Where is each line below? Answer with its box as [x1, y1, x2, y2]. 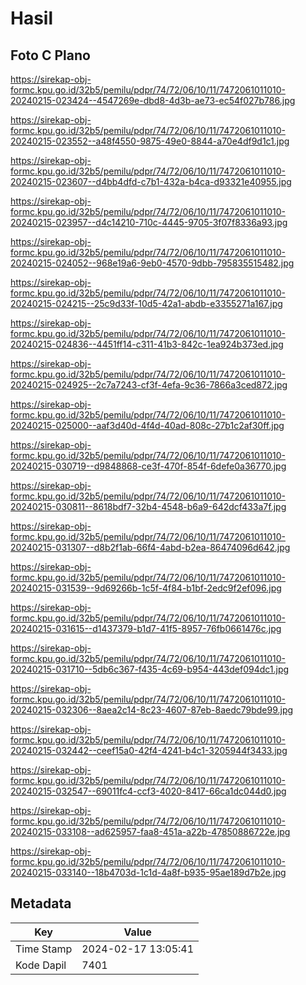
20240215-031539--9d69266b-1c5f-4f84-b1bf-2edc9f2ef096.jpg [10, 582, 282, 594]
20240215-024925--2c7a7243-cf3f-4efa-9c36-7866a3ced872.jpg [10, 379, 288, 391]
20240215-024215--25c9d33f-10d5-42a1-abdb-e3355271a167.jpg [10, 298, 283, 309]
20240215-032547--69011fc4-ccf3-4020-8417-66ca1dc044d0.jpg [10, 785, 287, 797]
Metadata [10, 895, 72, 912]
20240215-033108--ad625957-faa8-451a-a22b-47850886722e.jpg [10, 826, 291, 837]
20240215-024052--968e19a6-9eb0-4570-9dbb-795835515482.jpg [10, 257, 295, 269]
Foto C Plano [10, 47, 91, 64]
